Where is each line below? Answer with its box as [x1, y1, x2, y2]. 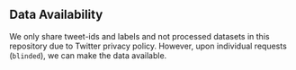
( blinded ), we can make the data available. [9, 49, 167, 61]
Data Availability [9, 7, 103, 22]
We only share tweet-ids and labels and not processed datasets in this [9, 31, 270, 41]
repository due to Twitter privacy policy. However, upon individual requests [9, 40, 288, 51]
